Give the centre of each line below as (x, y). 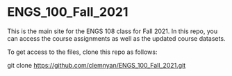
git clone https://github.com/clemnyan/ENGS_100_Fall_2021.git (97, 65)
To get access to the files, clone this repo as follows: (82, 52)
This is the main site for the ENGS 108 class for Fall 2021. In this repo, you (112, 31)
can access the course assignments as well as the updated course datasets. (116, 38)
